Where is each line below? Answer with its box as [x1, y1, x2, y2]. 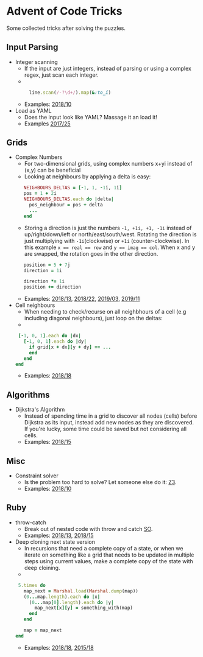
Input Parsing [6, 42, 59, 52]
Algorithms [6, 390, 50, 400]
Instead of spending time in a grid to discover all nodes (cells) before [24, 412, 198, 420]
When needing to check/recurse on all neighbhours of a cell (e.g [24, 308, 187, 315]
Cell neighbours [15, 301, 55, 309]
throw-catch [15, 519, 47, 526]
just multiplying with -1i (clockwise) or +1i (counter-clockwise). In [24, 237, 190, 244]
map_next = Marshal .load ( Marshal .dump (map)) [23, 588, 139, 594]
